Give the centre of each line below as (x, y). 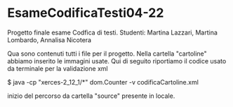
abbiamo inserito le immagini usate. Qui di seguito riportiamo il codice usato (117, 61)
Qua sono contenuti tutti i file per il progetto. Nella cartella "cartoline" (107, 53)
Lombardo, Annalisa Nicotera (49, 39)
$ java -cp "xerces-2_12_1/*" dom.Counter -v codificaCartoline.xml (103, 82)
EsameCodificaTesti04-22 (86, 13)
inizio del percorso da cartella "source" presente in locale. (91, 96)
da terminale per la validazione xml (58, 68)
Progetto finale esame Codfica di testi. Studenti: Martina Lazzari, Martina (112, 32)
